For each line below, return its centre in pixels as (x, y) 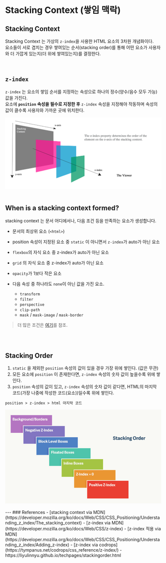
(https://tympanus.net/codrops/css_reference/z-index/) (62, 550)
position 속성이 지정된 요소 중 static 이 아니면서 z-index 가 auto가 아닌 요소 (86, 242)
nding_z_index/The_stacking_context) (44, 522)
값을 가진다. (17, 98)
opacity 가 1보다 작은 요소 (37, 273)
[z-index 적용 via (144, 528)
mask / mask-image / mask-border (52, 314)
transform (30, 294)
